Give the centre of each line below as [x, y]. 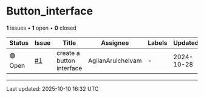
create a [68, 53]
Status [19, 42]
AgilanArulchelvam [115, 60]
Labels [158, 42]
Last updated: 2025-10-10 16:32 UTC [53, 88]
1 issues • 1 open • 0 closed [42, 28]
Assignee [115, 42]
